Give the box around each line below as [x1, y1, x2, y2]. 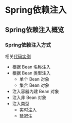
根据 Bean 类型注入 [12, 70, 51, 76]
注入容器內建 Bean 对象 [12, 88, 59, 94]
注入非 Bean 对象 [12, 94, 47, 100]
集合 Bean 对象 [19, 82, 50, 88]
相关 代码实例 [5, 53, 31, 59]
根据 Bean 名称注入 [12, 64, 51, 70]
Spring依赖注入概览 [5, 25, 64, 34]
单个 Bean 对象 [19, 76, 50, 82]
